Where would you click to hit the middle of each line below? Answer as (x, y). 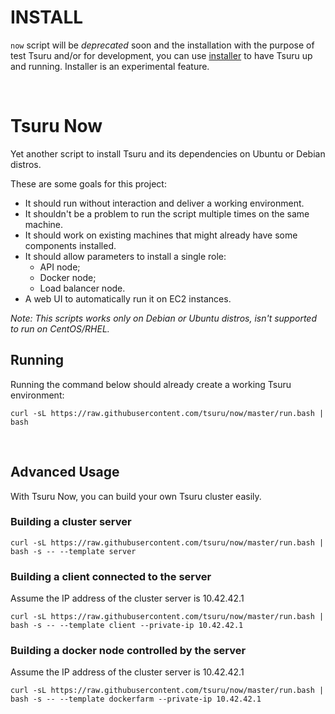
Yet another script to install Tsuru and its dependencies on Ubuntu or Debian (168, 153)
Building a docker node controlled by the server (128, 651)
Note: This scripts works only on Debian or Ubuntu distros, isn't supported (163, 318)
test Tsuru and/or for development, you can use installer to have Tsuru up (161, 55)
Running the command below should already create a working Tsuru (151, 384)
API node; (60, 267)
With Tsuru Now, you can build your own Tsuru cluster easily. (136, 496)
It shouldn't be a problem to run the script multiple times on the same (167, 213)
